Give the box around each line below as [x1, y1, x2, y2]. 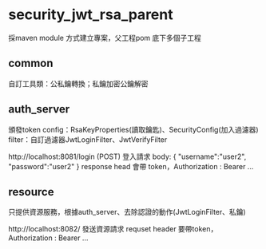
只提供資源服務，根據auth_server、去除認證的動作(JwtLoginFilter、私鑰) [8, 207, 246, 217]
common [8, 57, 54, 70]
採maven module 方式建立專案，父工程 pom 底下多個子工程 [8, 33, 202, 42]
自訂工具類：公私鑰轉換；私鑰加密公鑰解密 [8, 78, 149, 89]
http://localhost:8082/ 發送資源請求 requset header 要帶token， [8, 224, 218, 234]
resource [8, 185, 54, 199]
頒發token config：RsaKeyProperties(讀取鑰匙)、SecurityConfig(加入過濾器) [8, 125, 259, 134]
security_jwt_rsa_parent [8, 6, 173, 24]
